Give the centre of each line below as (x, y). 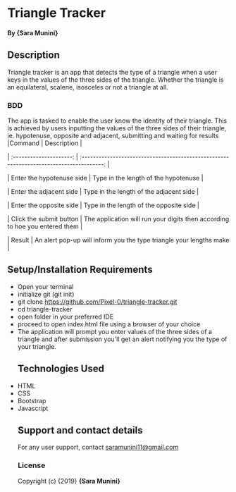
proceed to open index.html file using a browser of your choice (109, 324)
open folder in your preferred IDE (66, 316)
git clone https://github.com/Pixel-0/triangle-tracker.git (97, 302)
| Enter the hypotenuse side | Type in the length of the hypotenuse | (105, 178)
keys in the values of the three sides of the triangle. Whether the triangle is (116, 80)
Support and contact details (80, 430)
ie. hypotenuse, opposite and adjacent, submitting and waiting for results (113, 135)
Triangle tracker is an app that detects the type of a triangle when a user (112, 72)
